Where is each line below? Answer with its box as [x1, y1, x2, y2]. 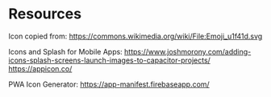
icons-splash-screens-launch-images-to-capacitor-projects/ [8, 55, 211, 65]
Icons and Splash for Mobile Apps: [8, 46, 123, 56]
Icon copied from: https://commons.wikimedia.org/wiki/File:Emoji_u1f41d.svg [8, 31, 263, 41]
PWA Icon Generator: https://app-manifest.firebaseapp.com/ [8, 79, 210, 89]
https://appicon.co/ [8, 63, 73, 73]
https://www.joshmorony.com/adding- [123, 46, 252, 56]
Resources [8, 5, 82, 23]
